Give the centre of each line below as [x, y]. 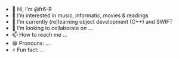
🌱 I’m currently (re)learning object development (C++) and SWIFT [92, 22]
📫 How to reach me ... [39, 35]
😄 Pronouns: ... [31, 43]
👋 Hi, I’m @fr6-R [32, 9]
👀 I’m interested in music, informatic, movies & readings [80, 15]
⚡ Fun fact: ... [28, 50]
